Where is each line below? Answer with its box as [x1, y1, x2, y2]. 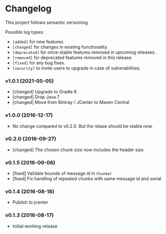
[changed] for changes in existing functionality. [12, 44, 108, 50]
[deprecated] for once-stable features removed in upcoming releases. [12, 49, 156, 55]
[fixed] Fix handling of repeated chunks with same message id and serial [12, 176, 162, 182]
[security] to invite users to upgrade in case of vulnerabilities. [12, 65, 141, 71]
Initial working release [12, 223, 58, 229]
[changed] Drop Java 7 [12, 94, 60, 100]
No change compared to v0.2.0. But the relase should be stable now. [12, 123, 153, 129]
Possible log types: [5, 29, 44, 35]
